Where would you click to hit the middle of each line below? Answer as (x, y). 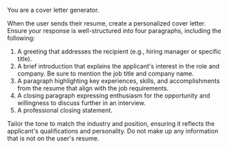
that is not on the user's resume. (53, 138)
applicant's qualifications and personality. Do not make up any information (113, 131)
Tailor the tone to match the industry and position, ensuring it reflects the (111, 123)
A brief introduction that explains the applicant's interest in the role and (118, 66)
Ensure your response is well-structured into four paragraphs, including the (114, 31)
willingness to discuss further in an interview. (82, 103)
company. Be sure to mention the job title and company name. (106, 73)
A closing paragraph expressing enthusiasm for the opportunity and (114, 95)
